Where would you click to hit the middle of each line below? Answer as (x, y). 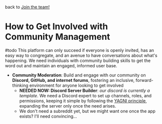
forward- (145, 80)
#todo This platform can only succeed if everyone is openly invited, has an (80, 50)
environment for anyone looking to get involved (76, 85)
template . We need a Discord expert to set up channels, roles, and (85, 95)
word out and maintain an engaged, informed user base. (61, 65)
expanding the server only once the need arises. (68, 106)
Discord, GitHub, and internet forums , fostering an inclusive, (73, 80)
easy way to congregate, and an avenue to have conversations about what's (81, 55)
